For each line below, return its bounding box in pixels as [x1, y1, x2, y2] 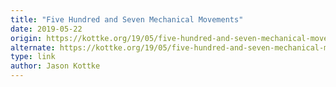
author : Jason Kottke [10, 61, 101, 71]
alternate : [10, 42, 56, 53]
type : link [10, 52, 56, 62]
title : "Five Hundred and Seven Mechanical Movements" [10, 14, 244, 25]
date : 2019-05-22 [10, 24, 83, 34]
